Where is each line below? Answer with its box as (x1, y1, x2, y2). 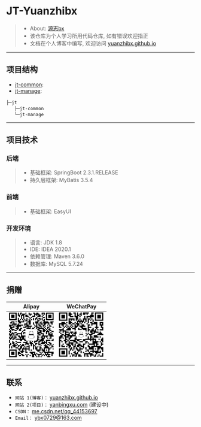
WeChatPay (66, 303, 97, 310)
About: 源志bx (29, 25, 65, 32)
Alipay (23, 303, 40, 310)
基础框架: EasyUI (29, 208, 72, 215)
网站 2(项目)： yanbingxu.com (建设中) (14, 401, 109, 408)
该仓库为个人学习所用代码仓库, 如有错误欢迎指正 (29, 32, 148, 40)
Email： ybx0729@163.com (14, 414, 82, 421)
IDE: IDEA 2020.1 (29, 246, 71, 253)
